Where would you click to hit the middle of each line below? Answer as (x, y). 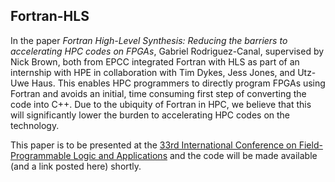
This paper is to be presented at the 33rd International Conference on (153, 145)
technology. (35, 125)
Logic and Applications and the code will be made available (195, 155)
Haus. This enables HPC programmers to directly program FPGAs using (178, 83)
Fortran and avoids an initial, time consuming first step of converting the (158, 93)
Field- (310, 145)
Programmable (41, 155)
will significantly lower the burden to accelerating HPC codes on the (150, 115)
